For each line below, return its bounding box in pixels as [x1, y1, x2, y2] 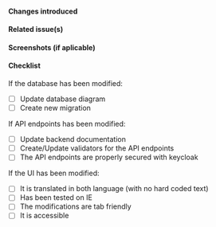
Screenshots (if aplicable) [8, 42, 96, 52]
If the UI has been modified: [8, 168, 100, 178]
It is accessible [19, 211, 69, 221]
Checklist [8, 61, 41, 71]
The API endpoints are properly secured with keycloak [19, 152, 198, 162]
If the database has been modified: [8, 78, 124, 88]
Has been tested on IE [19, 193, 93, 202]
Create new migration [19, 104, 92, 113]
